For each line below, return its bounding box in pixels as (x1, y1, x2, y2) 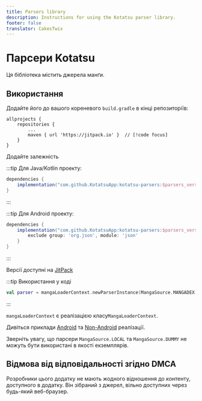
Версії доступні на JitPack (6, 267, 73, 273)
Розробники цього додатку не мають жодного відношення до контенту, (6, 375, 191, 382)
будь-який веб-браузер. (6, 388, 69, 395)
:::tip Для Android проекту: (6, 210, 74, 217)
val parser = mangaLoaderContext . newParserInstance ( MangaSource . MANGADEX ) (6, 289, 198, 295)
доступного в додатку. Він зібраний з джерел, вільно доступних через (6, 381, 188, 388)
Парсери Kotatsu (6, 52, 95, 65)
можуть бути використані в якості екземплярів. (6, 342, 129, 349)
